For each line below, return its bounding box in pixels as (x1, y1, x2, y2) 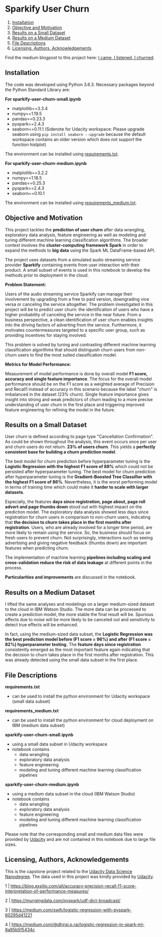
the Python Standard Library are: (5, 86, 70, 93)
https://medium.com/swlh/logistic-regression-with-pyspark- (11, 907, 132, 913)
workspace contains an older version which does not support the (12, 136, 142, 142)
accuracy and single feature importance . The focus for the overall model (5, 376, 152, 382)
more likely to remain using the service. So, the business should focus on (5, 530, 151, 535)
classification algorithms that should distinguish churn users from (5, 347, 135, 353)
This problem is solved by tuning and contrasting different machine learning (5, 341, 156, 347)
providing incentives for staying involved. (5, 332, 87, 338)
